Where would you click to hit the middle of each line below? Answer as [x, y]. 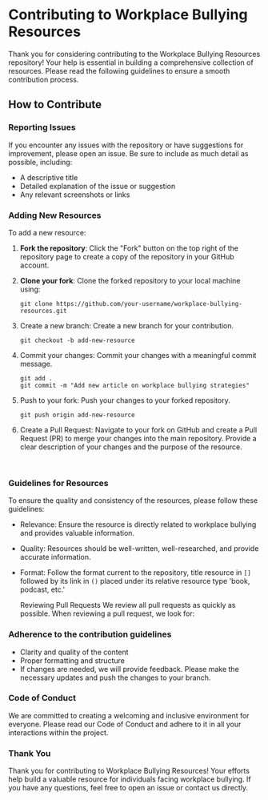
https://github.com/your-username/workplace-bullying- [149, 304]
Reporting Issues [42, 127]
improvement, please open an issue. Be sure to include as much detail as [128, 153]
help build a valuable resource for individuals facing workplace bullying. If [130, 779]
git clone [36, 304]
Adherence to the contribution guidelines [90, 634]
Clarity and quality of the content [74, 652]
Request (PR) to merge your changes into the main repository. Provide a [138, 438]
